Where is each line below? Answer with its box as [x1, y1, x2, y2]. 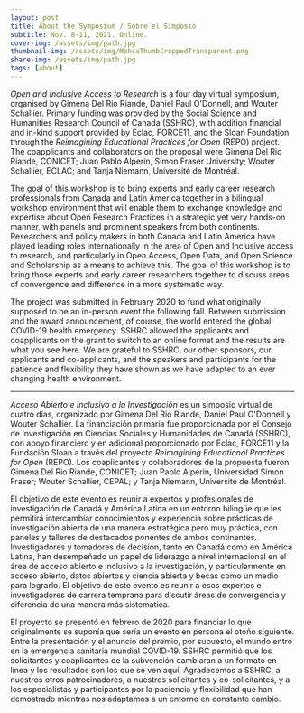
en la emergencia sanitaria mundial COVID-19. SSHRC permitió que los [10, 645, 272, 656]
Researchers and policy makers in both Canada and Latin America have [10, 230, 276, 241]
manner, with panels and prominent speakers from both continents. [10, 220, 261, 231]
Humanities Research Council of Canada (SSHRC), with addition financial [10, 117, 281, 127]
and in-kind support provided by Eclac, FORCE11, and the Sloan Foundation [10, 127, 290, 137]
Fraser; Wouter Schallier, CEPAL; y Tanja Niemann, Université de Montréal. [10, 475, 287, 486]
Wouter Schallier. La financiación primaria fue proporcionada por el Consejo [10, 417, 292, 429]
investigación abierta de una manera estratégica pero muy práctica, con [10, 521, 279, 533]
